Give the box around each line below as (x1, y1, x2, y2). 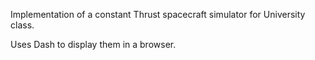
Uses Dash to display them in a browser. (10, 39, 177, 50)
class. (10, 19, 35, 31)
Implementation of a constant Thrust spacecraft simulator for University (10, 9, 306, 20)
